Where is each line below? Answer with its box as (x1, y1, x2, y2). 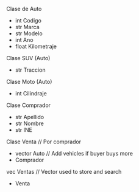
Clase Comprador (6, 101, 51, 109)
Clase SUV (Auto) (6, 55, 51, 61)
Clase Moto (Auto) (6, 78, 52, 85)
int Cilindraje (15, 90, 47, 97)
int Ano (15, 36, 34, 43)
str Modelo (15, 30, 43, 37)
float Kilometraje (15, 43, 57, 50)
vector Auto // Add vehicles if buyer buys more (15, 150, 133, 157)
